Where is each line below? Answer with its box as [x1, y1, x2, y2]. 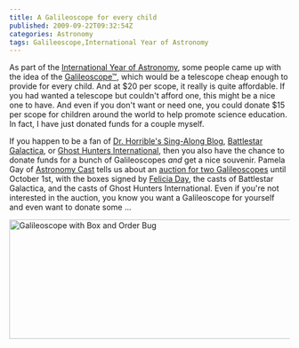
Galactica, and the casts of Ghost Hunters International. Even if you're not [9, 183, 279, 194]
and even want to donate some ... [9, 202, 132, 213]
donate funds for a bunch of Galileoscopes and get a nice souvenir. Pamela [9, 154, 286, 165]
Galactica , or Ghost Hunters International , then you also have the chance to [9, 146, 285, 156]
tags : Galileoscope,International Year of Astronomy [9, 37, 209, 47]
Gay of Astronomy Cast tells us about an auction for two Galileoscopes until [9, 164, 287, 175]
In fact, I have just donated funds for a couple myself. [9, 119, 205, 130]
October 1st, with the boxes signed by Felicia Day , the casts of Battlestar [9, 174, 274, 185]
